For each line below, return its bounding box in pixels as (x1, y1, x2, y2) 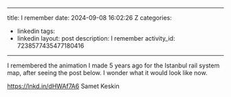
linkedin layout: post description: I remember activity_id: (16, 34, 175, 42)
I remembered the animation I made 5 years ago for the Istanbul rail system (7, 61, 220, 69)
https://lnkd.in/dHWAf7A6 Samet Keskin (7, 82, 120, 90)
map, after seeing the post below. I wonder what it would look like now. (7, 69, 208, 76)
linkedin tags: (16, 27, 56, 35)
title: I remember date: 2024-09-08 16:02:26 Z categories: (7, 14, 172, 21)
